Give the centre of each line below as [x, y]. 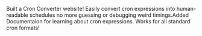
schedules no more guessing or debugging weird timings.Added [109, 15]
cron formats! [23, 28]
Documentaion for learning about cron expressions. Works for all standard [98, 21]
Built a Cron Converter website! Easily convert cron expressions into [91, 9]
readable [17, 15]
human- [186, 9]
